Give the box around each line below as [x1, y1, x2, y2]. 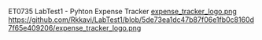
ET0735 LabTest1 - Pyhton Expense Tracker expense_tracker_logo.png [8, 7, 238, 16]
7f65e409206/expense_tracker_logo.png [8, 24, 142, 32]
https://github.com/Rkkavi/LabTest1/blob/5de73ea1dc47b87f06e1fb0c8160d [8, 15, 254, 24]
